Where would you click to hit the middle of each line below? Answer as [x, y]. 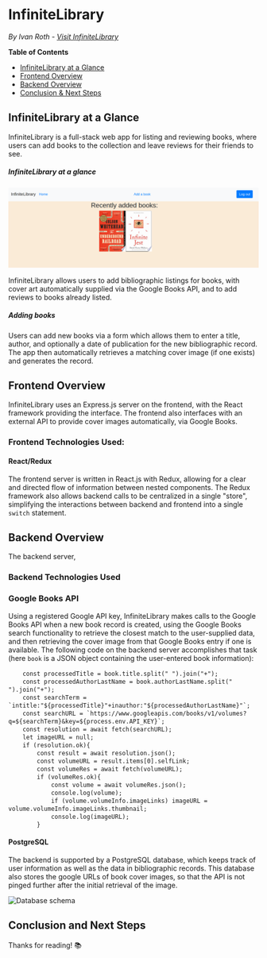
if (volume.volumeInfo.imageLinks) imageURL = [129, 801]
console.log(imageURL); [90, 817]
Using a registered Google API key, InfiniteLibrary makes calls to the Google [132, 616]
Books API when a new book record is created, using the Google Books [125, 624]
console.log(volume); [87, 793]
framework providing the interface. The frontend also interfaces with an [126, 413]
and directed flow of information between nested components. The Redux [129, 487]
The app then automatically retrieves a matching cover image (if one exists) [132, 352]
